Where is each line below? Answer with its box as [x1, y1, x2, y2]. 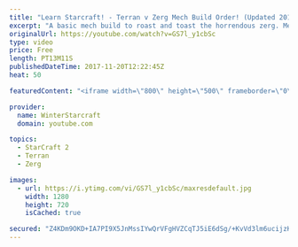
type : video [9, 37, 53, 47]
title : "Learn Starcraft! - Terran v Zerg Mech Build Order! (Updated [9, 12, 276, 22]
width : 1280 [25, 192, 69, 201]
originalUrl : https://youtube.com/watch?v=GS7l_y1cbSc [9, 29, 216, 38]
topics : [9, 135, 38, 144]
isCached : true [25, 209, 82, 218]
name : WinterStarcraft [17, 111, 101, 120]
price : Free [9, 46, 53, 55]
